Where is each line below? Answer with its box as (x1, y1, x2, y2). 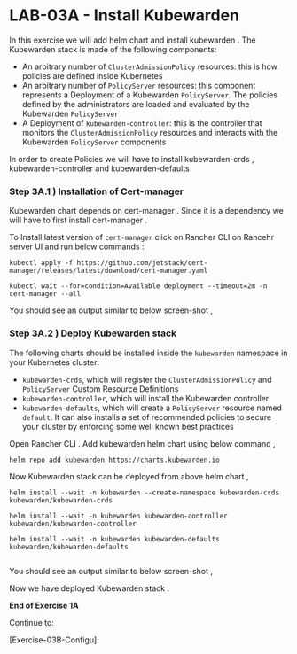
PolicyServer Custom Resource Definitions (21, 383, 179, 394)
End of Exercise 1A (9, 600, 79, 611)
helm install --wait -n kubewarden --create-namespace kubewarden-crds (9, 488, 279, 497)
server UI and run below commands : (9, 241, 145, 253)
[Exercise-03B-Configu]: (9, 635, 99, 645)
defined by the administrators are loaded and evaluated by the (21, 98, 250, 109)
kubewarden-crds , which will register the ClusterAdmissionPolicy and (21, 374, 272, 385)
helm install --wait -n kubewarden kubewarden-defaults (9, 534, 220, 543)
